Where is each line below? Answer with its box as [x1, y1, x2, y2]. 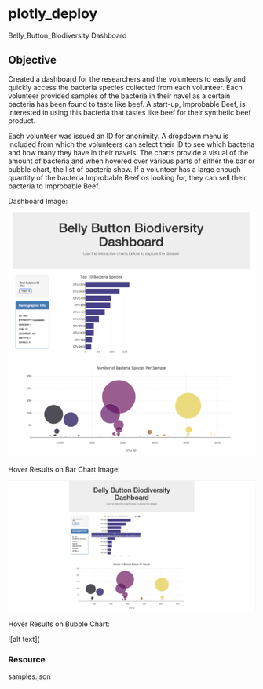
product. [8, 115, 36, 126]
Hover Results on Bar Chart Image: [8, 465, 120, 475]
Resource [8, 654, 46, 665]
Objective [8, 53, 57, 67]
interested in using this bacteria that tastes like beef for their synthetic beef [8, 108, 251, 117]
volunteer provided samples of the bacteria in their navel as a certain [8, 91, 231, 100]
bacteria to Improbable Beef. [8, 181, 100, 191]
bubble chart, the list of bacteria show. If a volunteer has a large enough [8, 164, 241, 173]
